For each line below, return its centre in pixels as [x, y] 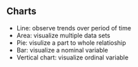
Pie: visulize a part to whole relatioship [71, 42]
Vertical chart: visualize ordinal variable [72, 57]
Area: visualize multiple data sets [63, 35]
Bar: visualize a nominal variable [62, 50]
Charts [22, 11]
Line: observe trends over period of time [74, 28]
